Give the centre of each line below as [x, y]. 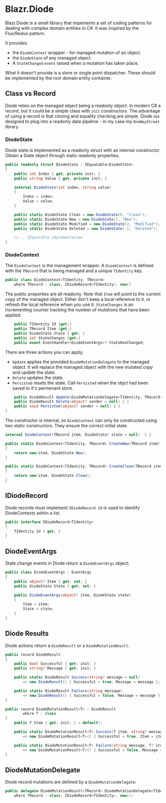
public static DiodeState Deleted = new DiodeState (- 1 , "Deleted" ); [86, 229]
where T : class [40, 714]
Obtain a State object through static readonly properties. [62, 156]
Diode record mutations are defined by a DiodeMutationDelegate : [71, 782]
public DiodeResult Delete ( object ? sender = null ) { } [72, 402]
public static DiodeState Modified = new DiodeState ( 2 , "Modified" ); [87, 224]
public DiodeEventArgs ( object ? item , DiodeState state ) [73, 595]
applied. [13, 315]
